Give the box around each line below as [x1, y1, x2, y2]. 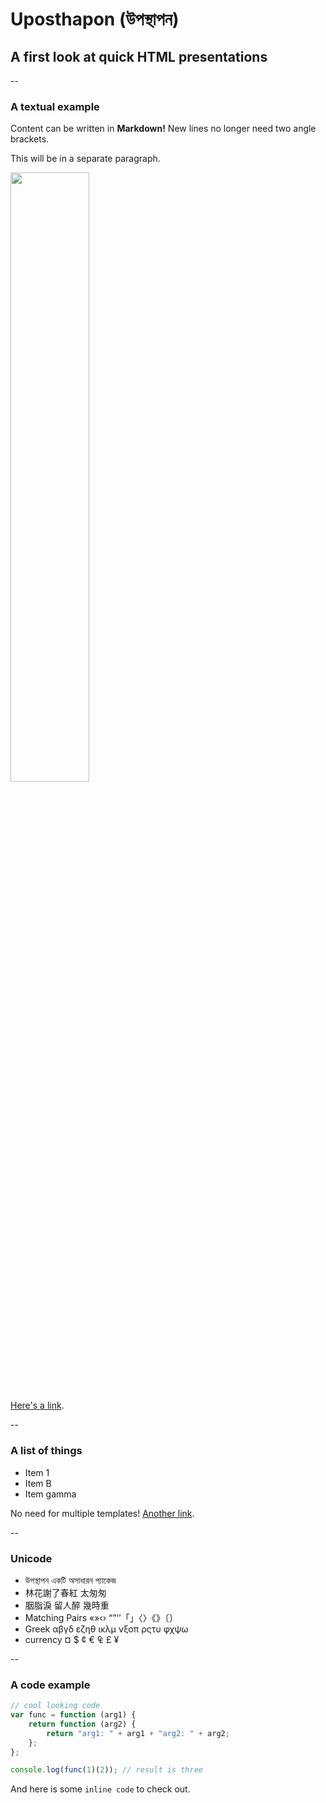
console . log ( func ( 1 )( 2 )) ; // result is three [10, 1765, 203, 1775]
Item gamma [24, 1488, 77, 1500]
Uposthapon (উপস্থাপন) [10, 8, 180, 31]
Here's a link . [10, 1399, 65, 1412]
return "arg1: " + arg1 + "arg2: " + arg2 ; [46, 1728, 230, 1738]
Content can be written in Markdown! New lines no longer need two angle [10, 123, 317, 135]
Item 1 [24, 1466, 50, 1478]
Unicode [10, 1551, 53, 1565]
